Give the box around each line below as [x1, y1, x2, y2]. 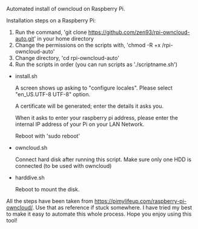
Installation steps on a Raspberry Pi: [6, 17, 96, 24]
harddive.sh [15, 174, 45, 181]
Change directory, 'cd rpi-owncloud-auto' [15, 55, 120, 61]
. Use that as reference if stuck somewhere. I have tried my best [32, 204, 193, 211]
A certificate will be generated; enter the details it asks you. [15, 102, 164, 110]
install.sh [15, 73, 38, 79]
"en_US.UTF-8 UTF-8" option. [15, 91, 91, 98]
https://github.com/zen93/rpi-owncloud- [88, 28, 190, 36]
